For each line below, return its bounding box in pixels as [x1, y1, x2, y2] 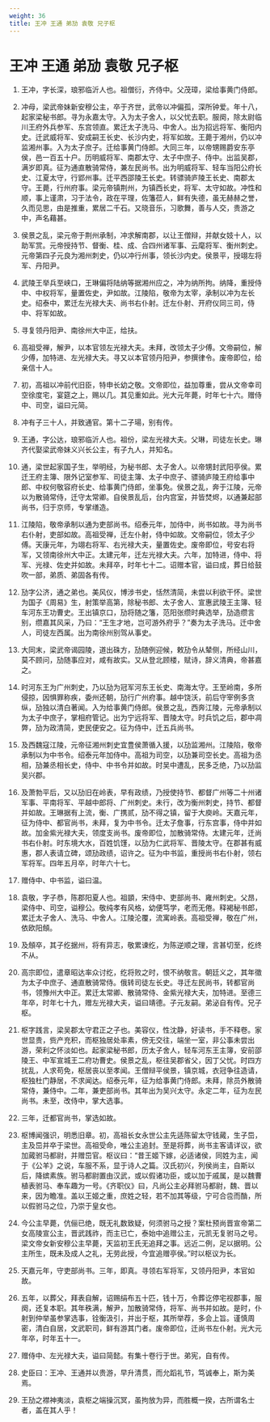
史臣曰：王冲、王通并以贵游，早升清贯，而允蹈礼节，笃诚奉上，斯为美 [20, 1368, 255, 1378]
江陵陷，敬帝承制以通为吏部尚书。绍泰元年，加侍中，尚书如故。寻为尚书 [20, 519, 262, 530]
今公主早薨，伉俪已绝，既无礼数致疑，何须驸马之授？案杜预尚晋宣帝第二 [20, 1218, 262, 1228]
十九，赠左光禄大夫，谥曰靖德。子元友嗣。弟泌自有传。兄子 [63, 998, 262, 1008]
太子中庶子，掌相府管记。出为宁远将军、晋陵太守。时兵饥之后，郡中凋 [27, 713, 262, 722]
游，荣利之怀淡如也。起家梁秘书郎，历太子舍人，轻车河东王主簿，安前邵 [20, 1045, 262, 1056]
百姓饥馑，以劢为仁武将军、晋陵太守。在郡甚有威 [99, 838, 262, 848]
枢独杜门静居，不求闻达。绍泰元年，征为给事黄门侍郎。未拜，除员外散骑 [20, 1076, 262, 1086]
